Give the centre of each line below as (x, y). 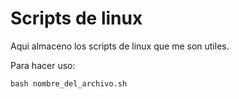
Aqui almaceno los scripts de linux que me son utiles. (120, 46)
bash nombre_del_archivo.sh (69, 83)
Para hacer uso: (43, 65)
